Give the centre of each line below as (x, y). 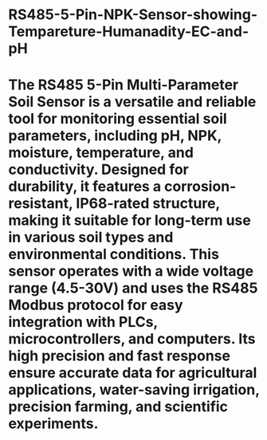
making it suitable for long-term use (130, 220)
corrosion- (200, 187)
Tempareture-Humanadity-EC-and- (129, 31)
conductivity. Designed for (98, 170)
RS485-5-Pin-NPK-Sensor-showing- (133, 15)
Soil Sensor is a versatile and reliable (132, 102)
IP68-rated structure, (148, 204)
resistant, (41, 204)
